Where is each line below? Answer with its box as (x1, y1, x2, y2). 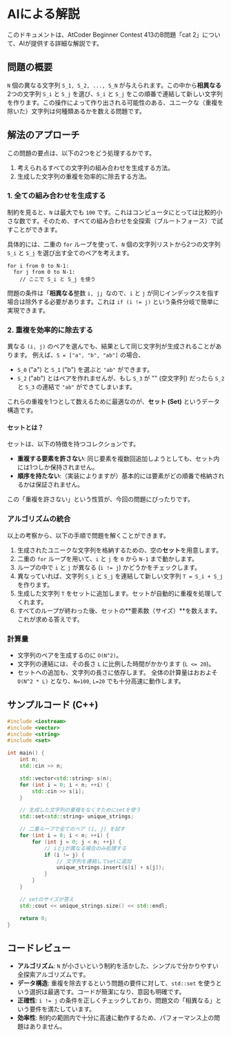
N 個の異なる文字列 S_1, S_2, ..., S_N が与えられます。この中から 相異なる (7, 81, 222, 89)
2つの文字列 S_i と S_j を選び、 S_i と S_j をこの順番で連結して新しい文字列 (7, 89, 223, 97)
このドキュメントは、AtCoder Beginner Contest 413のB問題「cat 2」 (7, 30, 203, 39)
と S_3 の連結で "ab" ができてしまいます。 (17, 383, 137, 391)
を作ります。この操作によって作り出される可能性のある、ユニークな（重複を (7, 98, 224, 106)
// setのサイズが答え (19, 896, 74, 903)
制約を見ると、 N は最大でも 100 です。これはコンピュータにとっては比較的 (7, 208, 217, 216)
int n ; (19, 756, 39, 763)
